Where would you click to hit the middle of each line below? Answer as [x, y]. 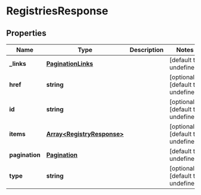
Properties [26, 33]
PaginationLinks [70, 64]
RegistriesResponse [57, 11]
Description [147, 50]
